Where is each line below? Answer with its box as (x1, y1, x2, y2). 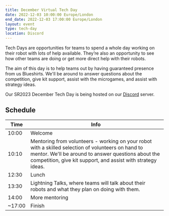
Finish (30, 202, 45, 209)
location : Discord (5, 31, 44, 36)
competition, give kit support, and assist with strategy (30, 156, 157, 163)
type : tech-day (5, 26, 37, 31)
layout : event (5, 21, 35, 27)
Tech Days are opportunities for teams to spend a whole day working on (5, 45, 155, 51)
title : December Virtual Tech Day (5, 7, 78, 13)
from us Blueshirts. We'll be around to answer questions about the (5, 71, 142, 76)
